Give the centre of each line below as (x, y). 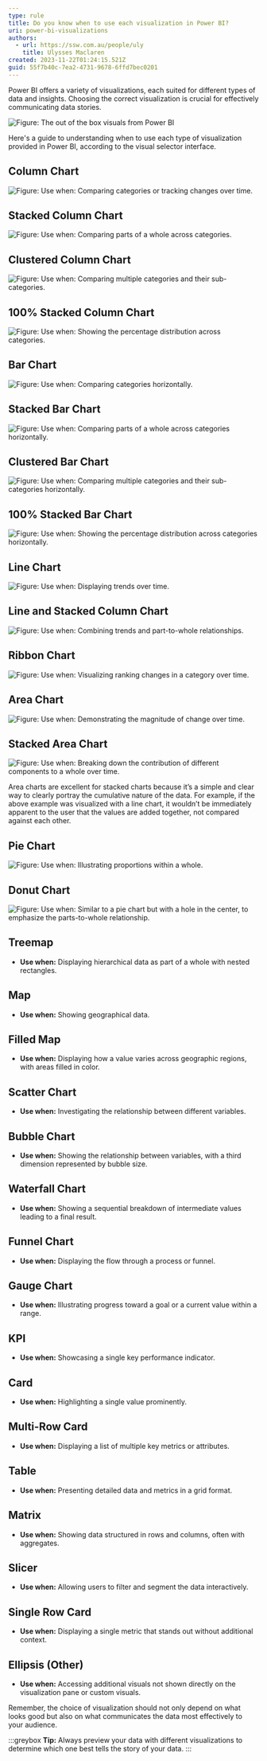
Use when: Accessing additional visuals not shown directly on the (128, 1684)
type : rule (26, 16)
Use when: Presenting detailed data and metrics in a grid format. (126, 1490)
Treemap (31, 943)
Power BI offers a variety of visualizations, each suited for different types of (132, 90)
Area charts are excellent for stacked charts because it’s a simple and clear (131, 787)
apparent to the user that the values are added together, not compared (124, 812)
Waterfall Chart (47, 1189)
